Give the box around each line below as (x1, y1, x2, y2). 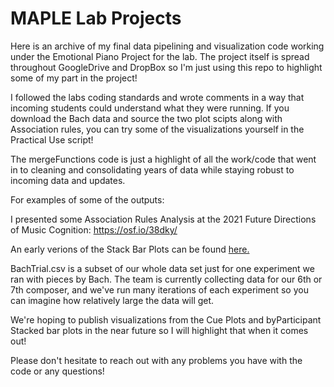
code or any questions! (10, 365, 105, 377)
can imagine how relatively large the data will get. (10, 294, 215, 306)
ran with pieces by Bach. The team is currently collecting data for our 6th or (10, 273, 323, 285)
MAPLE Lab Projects (10, 7, 182, 30)
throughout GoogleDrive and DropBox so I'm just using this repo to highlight (10, 61, 323, 73)
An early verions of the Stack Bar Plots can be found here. (10, 243, 250, 255)
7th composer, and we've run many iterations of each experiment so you (10, 283, 309, 296)
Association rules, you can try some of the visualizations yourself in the (10, 123, 305, 135)
